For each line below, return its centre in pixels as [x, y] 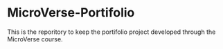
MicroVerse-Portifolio [71, 13]
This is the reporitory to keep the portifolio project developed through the [111, 32]
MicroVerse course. [35, 39]
